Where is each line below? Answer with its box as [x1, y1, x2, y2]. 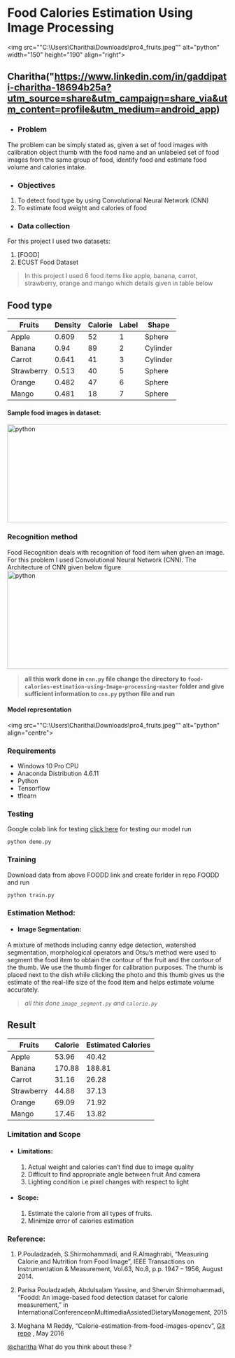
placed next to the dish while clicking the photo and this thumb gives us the [7, 970, 225, 978]
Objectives [17, 180, 56, 190]
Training [7, 854, 36, 864]
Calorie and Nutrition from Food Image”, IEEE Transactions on [17, 1257, 194, 1266]
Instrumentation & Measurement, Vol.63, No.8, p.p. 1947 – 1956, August [17, 1265, 223, 1273]
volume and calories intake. [7, 162, 87, 171]
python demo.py [7, 838, 52, 845]
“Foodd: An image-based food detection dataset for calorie [17, 1294, 188, 1302]
